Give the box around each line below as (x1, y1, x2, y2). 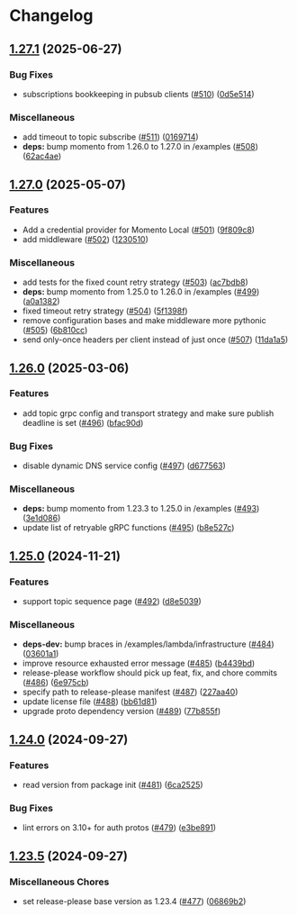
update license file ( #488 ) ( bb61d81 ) (22, 696, 157, 707)
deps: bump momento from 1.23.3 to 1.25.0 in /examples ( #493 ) (22, 503, 260, 514)
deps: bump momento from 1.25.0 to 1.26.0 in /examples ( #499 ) (22, 286, 260, 297)
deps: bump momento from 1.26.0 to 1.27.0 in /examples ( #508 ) (22, 141, 259, 152)
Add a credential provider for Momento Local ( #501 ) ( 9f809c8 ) (22, 224, 255, 235)
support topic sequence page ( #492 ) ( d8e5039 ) (22, 596, 202, 607)
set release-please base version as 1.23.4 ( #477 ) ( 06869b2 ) (22, 896, 247, 907)
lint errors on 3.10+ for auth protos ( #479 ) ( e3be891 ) (22, 822, 217, 833)
